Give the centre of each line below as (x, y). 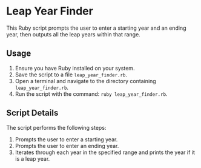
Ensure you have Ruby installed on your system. (75, 68)
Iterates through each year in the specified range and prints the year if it (105, 152)
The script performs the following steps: (56, 127)
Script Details (32, 113)
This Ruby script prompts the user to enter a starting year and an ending (96, 28)
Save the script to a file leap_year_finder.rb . (71, 75)
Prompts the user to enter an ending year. (67, 146)
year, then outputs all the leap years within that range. (73, 34)
